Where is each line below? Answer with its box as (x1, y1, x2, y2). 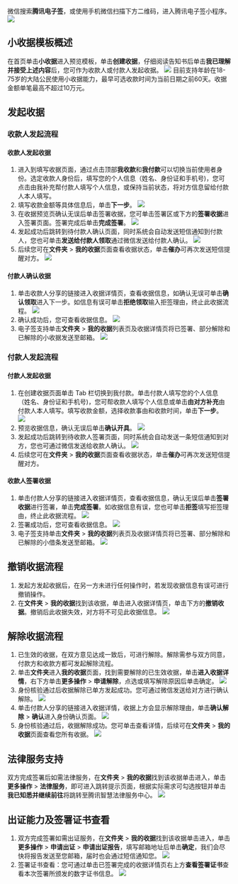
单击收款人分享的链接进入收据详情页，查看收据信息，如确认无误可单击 (17, 289, 223, 297)
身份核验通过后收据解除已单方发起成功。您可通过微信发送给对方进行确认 (17, 686, 229, 695)
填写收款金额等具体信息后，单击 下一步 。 (17, 201, 136, 209)
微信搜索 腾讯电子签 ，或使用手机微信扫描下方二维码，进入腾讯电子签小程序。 (7, 7, 231, 15)
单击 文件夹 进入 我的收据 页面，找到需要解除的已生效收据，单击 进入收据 (17, 668, 223, 677)
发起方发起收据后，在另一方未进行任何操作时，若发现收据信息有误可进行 (17, 581, 229, 590)
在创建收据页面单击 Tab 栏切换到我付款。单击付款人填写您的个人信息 (17, 388, 219, 397)
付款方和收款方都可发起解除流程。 (17, 659, 118, 668)
